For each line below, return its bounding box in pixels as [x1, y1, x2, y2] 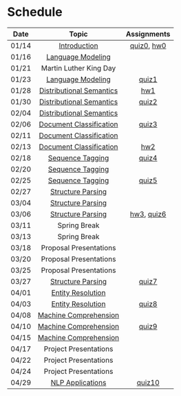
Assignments [126, 29, 171, 39]
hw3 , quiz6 [129, 209, 167, 218]
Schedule [7, 4, 63, 20]
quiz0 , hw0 [129, 41, 167, 50]
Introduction [58, 41, 98, 50]
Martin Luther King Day [41, 63, 116, 73]
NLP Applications [50, 377, 107, 387]
